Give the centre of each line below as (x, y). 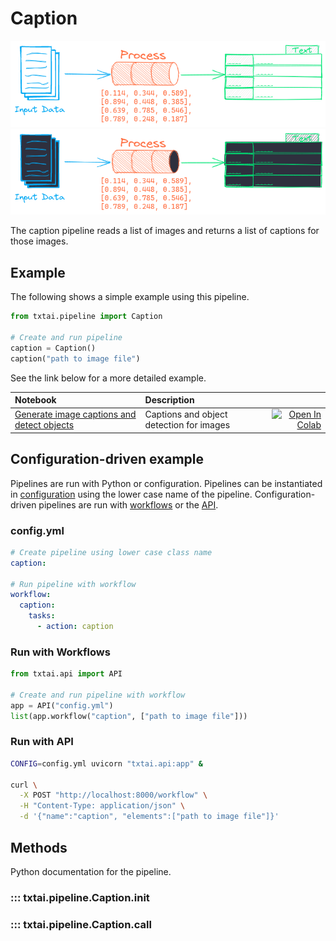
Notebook (35, 400)
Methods (39, 847)
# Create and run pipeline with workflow (98, 695)
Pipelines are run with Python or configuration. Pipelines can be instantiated (166, 483)
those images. (39, 241)
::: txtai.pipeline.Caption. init (80, 897)
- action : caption (75, 627)
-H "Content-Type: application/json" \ (102, 806)
